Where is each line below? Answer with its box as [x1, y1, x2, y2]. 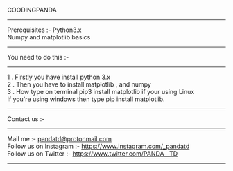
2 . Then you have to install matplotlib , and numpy [7, 80, 151, 89]
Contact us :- [7, 115, 45, 123]
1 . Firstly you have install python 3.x [7, 73, 111, 81]
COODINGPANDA [7, 6, 57, 14]
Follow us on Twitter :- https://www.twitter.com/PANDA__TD [7, 150, 178, 158]
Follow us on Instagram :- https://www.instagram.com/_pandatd [7, 142, 190, 150]
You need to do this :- [7, 53, 69, 61]
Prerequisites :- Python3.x [7, 26, 82, 34]
